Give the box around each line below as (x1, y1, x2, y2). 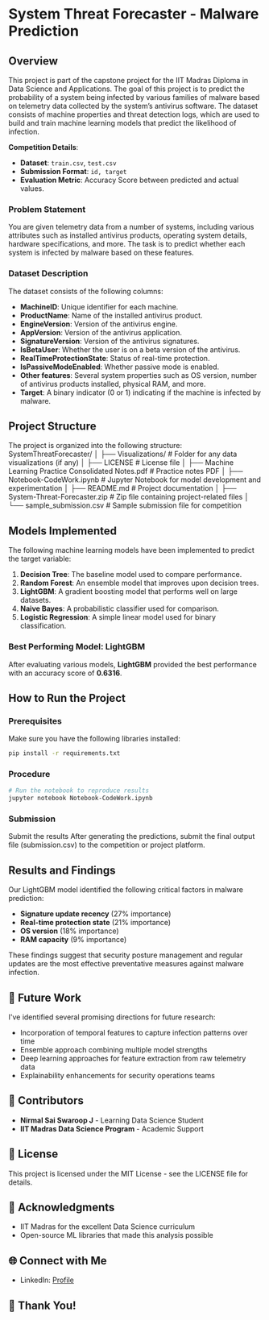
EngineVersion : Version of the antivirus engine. (19, 319, 178, 329)
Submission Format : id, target (19, 167, 127, 176)
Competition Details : (8, 143, 79, 152)
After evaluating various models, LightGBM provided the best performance (8, 659, 258, 669)
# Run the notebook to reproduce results (8, 787, 150, 795)
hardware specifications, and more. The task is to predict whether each (8, 239, 246, 249)
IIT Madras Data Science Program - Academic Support (19, 1123, 204, 1133)
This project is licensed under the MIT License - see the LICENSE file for (8, 1168, 248, 1178)
